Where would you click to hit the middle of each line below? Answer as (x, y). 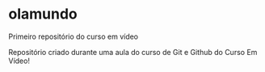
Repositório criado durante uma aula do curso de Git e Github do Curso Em (133, 52)
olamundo (43, 14)
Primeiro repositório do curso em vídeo (74, 36)
